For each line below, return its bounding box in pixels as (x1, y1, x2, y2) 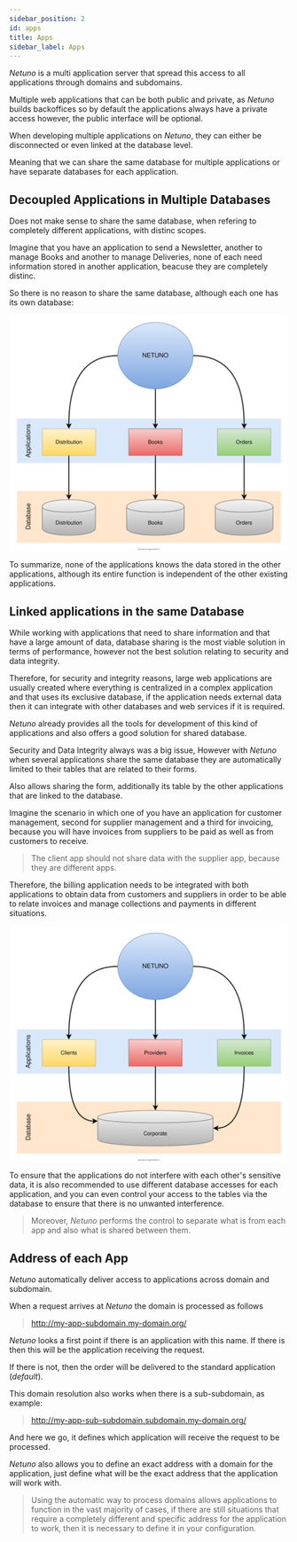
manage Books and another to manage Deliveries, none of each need (9, 252, 263, 262)
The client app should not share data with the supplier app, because (30, 853, 280, 864)
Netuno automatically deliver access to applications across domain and (9, 1274, 270, 1285)
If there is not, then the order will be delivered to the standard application (9, 1362, 277, 1373)
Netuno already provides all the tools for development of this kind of (9, 718, 259, 729)
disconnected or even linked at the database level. (9, 140, 193, 151)
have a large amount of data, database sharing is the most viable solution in (9, 637, 285, 647)
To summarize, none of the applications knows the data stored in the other (9, 560, 281, 570)
